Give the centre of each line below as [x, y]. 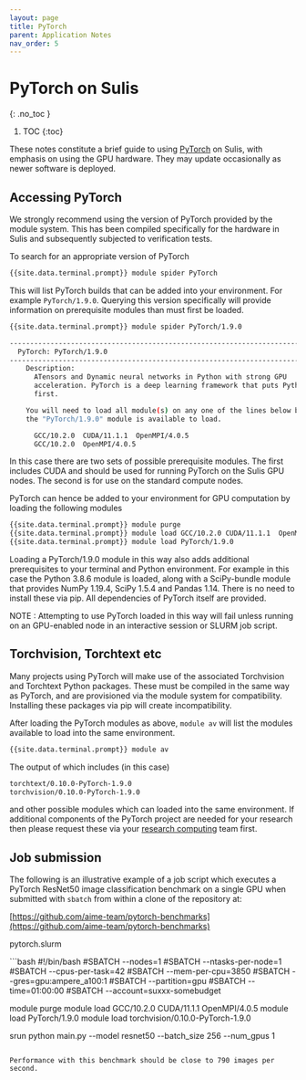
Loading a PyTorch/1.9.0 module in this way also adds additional [129, 559]
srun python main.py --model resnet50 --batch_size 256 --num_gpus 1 [143, 1036]
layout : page [34, 18]
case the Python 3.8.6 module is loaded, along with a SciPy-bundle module [150, 579]
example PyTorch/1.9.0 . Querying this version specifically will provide [140, 300]
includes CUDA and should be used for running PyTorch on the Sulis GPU [147, 471]
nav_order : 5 [34, 43]
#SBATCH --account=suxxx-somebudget [143, 991]
